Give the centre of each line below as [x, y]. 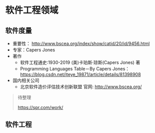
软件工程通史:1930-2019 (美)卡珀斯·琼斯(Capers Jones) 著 [80, 62]
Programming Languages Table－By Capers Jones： [75, 69]
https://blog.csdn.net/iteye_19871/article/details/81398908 [81, 74]
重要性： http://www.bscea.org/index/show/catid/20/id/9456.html [81, 44]
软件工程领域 [32, 10]
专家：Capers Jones [34, 50]
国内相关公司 [26, 80]
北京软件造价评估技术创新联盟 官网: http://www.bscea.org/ [81, 87]
